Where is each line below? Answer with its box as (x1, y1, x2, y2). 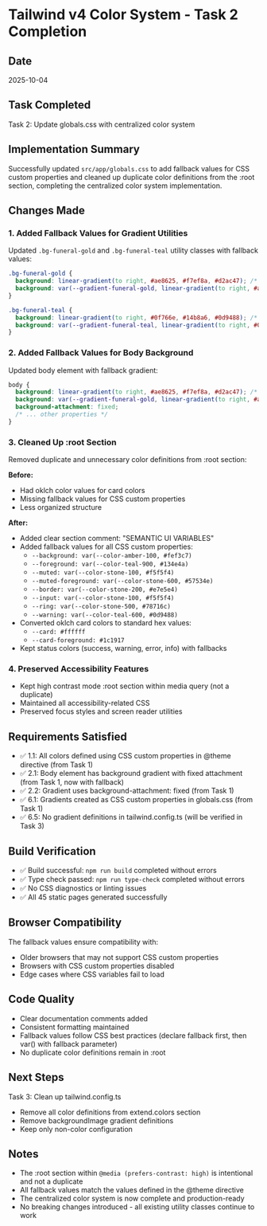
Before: (8, 470, 33, 480)
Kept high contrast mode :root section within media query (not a (19, 681, 230, 691)
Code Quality (8, 993, 75, 1006)
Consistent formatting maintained (19, 1022, 130, 1032)
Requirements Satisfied (8, 730, 127, 743)
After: (8, 518, 29, 527)
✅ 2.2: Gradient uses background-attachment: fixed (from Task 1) (19, 786, 234, 796)
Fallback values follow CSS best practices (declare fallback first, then (19, 1030, 247, 1040)
